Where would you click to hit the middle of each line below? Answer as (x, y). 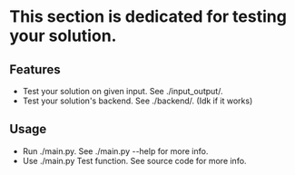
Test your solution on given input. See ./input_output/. (123, 91)
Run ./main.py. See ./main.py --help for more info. (115, 151)
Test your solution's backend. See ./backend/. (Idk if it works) (138, 101)
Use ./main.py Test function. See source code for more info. (134, 160)
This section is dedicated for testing (148, 17)
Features (35, 69)
